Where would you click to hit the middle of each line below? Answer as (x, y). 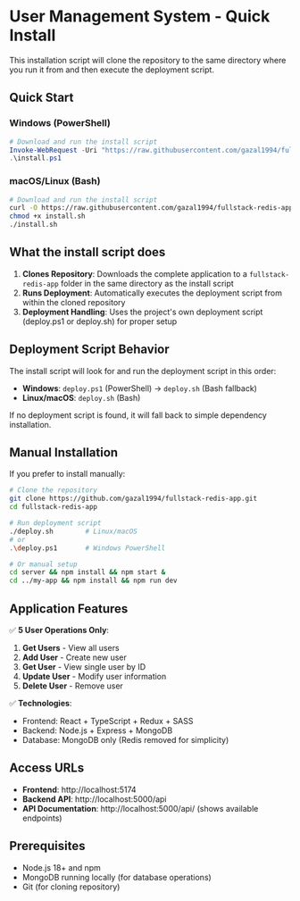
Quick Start (42, 98)
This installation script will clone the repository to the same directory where (148, 60)
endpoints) (42, 818)
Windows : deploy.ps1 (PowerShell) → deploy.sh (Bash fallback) (139, 388)
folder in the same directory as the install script (147, 283)
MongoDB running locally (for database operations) (117, 877)
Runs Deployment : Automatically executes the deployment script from (152, 293)
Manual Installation (64, 453)
